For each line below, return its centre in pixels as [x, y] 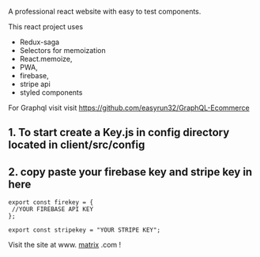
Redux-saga [40, 42]
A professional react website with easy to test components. [105, 11]
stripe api [35, 84]
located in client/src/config [77, 145]
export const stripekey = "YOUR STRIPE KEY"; [84, 230]
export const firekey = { [51, 202]
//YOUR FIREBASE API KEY [52, 210]
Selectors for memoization [63, 50]
